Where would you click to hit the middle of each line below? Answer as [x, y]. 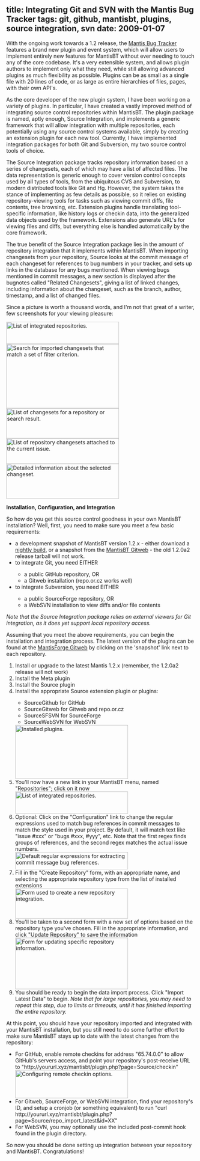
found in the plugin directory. [51, 1133]
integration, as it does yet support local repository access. [79, 623]
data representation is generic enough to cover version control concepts [96, 175]
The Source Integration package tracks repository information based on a [97, 162]
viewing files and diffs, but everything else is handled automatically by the [98, 226]
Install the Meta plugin [42, 678]
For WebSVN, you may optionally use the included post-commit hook [100, 1127]
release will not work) [41, 672]
